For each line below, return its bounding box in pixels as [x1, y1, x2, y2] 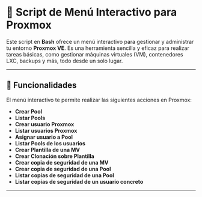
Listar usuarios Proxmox [14, 127, 78, 134]
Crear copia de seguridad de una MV [14, 159, 109, 166]
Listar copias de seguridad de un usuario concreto [14, 178, 144, 185]
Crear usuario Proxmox [14, 120, 75, 128]
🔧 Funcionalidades [6, 80, 77, 91]
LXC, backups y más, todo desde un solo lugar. [6, 57, 123, 64]
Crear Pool [14, 108, 43, 115]
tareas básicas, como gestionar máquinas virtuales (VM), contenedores [6, 50, 183, 58]
